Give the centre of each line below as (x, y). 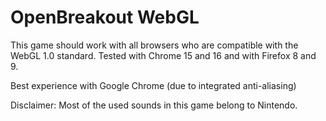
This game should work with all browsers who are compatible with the (154, 45)
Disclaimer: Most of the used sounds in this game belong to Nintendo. (154, 105)
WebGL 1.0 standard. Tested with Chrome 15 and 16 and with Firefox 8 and (163, 55)
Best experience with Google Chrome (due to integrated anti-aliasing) (153, 85)
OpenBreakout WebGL (105, 17)
